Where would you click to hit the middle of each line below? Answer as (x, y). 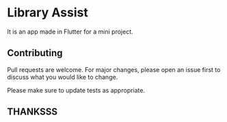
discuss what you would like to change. (63, 77)
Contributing (35, 53)
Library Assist (48, 13)
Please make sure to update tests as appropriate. (76, 90)
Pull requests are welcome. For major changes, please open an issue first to (114, 69)
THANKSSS (32, 112)
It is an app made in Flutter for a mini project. (70, 32)
